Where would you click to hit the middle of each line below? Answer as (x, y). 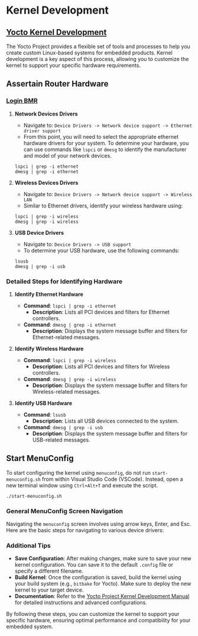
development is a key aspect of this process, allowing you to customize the (98, 59)
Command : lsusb (45, 414)
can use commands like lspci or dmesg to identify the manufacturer (105, 149)
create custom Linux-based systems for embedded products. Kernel (89, 53)
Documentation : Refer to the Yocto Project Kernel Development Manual (102, 596)
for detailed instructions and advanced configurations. (81, 603)
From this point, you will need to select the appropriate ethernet (101, 136)
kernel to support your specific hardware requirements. (73, 65)
